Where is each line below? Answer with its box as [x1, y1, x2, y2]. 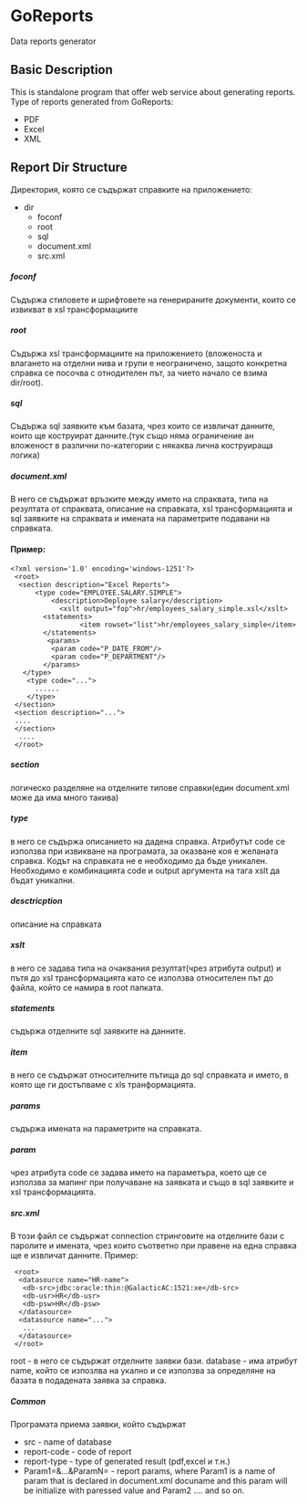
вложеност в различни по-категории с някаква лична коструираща [10, 440, 273, 451]
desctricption [10, 896, 63, 907]
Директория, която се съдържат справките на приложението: [10, 184, 253, 195]
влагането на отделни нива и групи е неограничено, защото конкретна [10, 357, 288, 368]
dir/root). [10, 376, 44, 388]
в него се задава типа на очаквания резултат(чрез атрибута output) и [10, 963, 281, 974]
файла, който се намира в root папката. [10, 982, 164, 993]
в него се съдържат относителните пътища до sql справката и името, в [10, 1069, 290, 1080]
